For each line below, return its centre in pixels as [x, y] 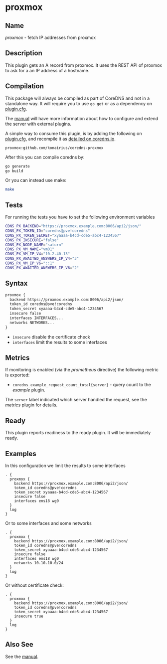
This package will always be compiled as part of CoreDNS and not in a [78, 98]
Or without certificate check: [34, 585]
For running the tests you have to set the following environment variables [80, 217]
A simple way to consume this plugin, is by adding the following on [74, 133]
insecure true [29, 616]
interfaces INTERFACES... [37, 318]
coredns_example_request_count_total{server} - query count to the [82, 385]
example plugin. [29, 390]
